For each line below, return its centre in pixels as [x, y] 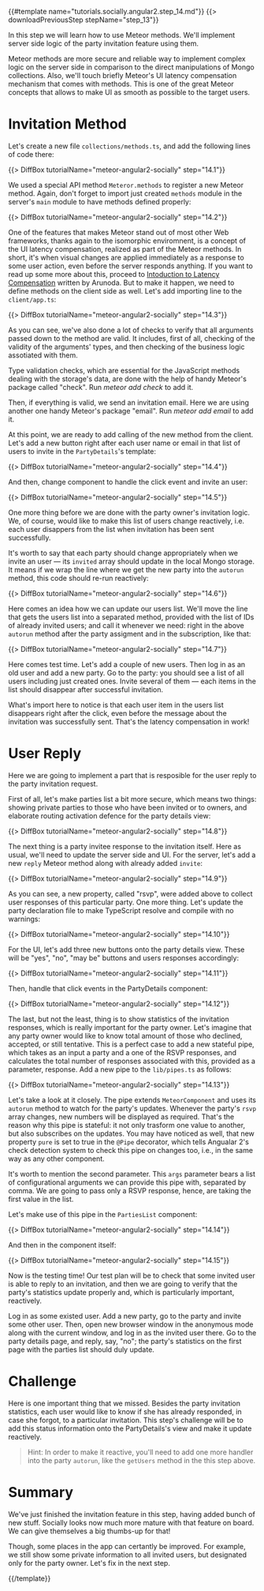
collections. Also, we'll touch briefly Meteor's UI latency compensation [123, 75]
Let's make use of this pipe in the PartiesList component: [103, 1214]
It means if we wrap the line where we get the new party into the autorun [126, 569]
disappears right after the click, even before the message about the [117, 713]
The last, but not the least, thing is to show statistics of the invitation [119, 1019]
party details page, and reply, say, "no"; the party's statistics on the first [125, 1341]
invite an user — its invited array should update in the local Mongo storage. [131, 561]
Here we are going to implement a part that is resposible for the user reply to [132, 775]
